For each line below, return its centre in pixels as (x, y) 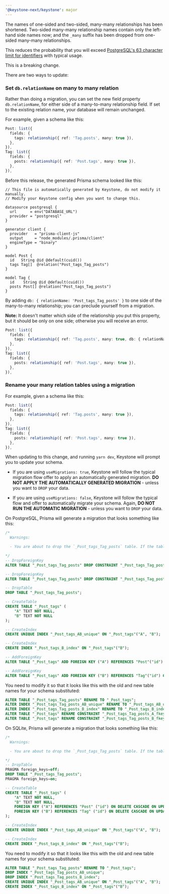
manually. (16, 194)
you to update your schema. (34, 462)
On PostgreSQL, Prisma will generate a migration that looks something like (82, 518)
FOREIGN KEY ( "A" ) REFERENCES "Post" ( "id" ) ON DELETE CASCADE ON (85, 807)
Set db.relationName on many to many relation (62, 88)
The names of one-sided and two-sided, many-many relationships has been (84, 24)
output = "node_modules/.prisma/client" (57, 238)
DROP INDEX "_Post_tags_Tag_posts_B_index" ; (53, 877)
